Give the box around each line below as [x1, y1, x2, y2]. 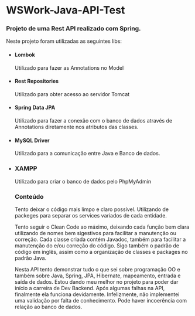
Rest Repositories [14, 77, 59, 85]
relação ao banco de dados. [14, 303, 83, 310]
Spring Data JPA [14, 104, 56, 111]
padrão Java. [14, 254, 47, 261]
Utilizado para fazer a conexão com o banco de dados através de [14, 117, 173, 124]
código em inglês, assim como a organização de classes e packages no [14, 248, 189, 255]
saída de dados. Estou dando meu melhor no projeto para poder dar [14, 278, 179, 285]
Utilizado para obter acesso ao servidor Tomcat [14, 90, 130, 97]
